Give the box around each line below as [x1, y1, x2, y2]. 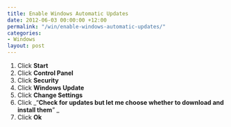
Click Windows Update [17, 84, 85, 92]
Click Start [17, 62, 49, 69]
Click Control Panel [17, 69, 74, 77]
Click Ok [17, 113, 42, 121]
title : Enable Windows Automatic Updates [7, 10, 129, 17]
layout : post [7, 42, 45, 49]
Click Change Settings [17, 91, 83, 99]
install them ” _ [17, 105, 60, 114]
